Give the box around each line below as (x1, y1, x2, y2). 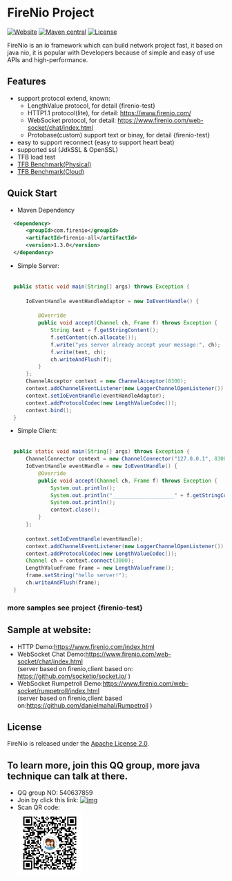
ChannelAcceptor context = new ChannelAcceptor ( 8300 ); (25, 378, 187, 385)
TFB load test (17, 153, 56, 161)
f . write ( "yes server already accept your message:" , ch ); (50, 341, 221, 348)
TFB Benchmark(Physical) (17, 160, 92, 168)
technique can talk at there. (7, 770, 128, 782)
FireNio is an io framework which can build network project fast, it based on (7, 41, 223, 49)
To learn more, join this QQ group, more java (7, 759, 200, 771)
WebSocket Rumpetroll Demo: (17, 679, 104, 688)
